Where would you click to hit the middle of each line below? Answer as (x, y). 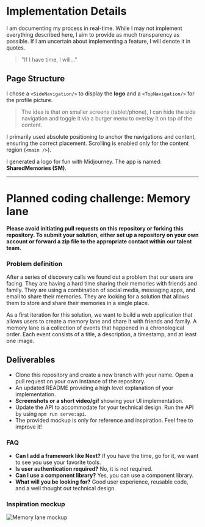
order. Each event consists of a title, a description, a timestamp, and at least (102, 334)
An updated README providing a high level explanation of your (94, 388)
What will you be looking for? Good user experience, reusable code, (102, 482)
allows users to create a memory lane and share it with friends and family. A (102, 321)
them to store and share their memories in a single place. (78, 303)
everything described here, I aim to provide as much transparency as (93, 34)
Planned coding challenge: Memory (99, 198)
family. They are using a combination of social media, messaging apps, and (101, 290)
